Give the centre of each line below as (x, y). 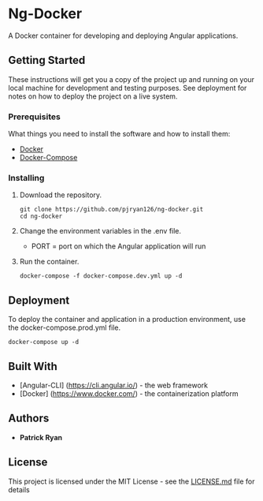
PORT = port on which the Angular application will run (119, 246)
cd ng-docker (41, 217)
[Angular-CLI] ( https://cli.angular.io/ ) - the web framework (114, 385)
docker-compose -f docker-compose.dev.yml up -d (101, 276)
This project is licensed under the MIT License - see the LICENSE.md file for (131, 481)
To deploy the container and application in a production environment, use (127, 320)
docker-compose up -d (44, 342)
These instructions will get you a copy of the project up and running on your (131, 79)
